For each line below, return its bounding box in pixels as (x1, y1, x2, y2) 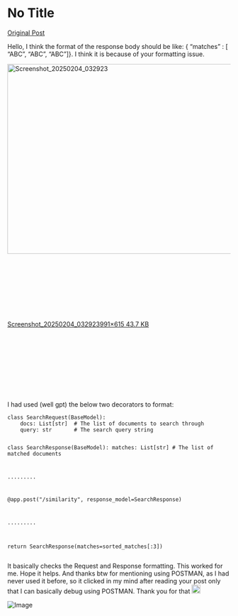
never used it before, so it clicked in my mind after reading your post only (7, 577, 221, 585)
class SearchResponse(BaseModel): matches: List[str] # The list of (7, 444, 214, 451)
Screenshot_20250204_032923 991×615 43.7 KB (7, 319, 149, 328)
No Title (7, 5, 55, 21)
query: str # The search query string (20, 426, 154, 434)
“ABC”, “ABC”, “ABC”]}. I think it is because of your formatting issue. (7, 50, 205, 58)
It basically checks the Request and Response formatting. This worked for (7, 562, 223, 571)
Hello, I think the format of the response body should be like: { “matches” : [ (7, 42, 228, 50)
